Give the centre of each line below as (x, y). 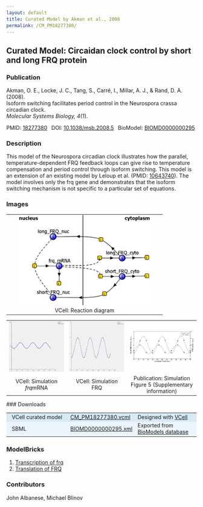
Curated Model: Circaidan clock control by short (99, 50)
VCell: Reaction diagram (85, 310)
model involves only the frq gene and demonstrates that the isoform (91, 182)
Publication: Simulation (162, 378)
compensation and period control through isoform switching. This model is (99, 170)
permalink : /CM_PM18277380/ (42, 25)
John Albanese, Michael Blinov (45, 497)
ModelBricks (25, 449)
